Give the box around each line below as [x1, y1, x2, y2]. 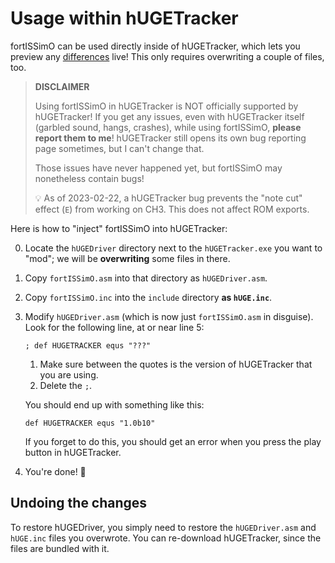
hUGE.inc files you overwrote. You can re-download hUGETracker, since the [10, 532, 322, 544]
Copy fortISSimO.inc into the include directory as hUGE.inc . [24, 291, 273, 303]
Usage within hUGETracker [10, 7, 239, 30]
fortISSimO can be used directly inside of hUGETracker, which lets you [10, 40, 301, 52]
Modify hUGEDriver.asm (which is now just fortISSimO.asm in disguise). [24, 310, 314, 322]
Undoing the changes [10, 495, 148, 512]
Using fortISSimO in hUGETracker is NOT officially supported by [34, 100, 299, 112]
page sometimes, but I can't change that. [34, 142, 205, 154]
